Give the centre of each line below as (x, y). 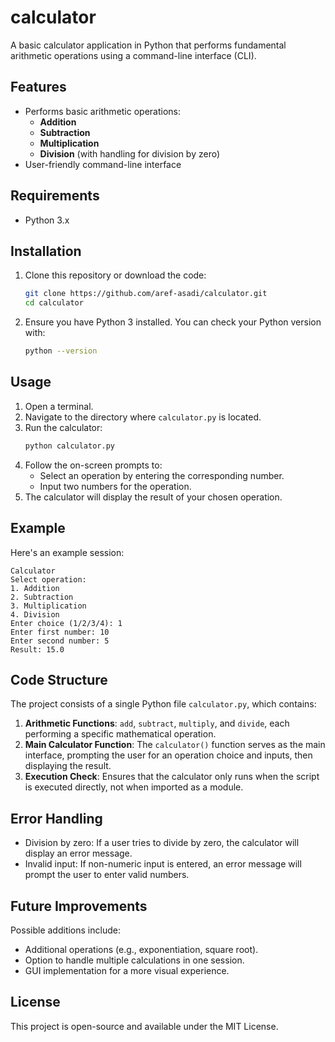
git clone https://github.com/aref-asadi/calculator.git (146, 294)
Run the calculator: (63, 427)
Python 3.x (47, 220)
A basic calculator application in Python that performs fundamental (148, 45)
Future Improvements (79, 906)
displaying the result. (68, 766)
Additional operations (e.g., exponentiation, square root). (141, 949)
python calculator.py (69, 446)
